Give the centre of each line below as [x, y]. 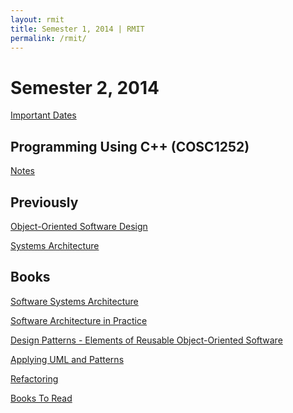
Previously [44, 202]
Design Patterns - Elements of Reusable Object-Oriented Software [146, 340]
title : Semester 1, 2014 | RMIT [77, 29]
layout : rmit [37, 19]
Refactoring [34, 378]
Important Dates [43, 115]
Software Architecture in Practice [79, 320]
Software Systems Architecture [74, 301]
